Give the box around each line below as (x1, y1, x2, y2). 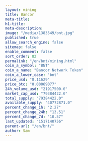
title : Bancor (5, 12, 35, 17)
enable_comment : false (5, 49, 52, 54)
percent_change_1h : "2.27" (5, 105, 61, 110)
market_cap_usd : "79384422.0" (5, 91, 68, 96)
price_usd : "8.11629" (5, 77, 50, 82)
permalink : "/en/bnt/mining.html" (5, 58, 77, 63)
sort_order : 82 (5, 53, 37, 59)
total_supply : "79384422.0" (5, 95, 64, 100)
